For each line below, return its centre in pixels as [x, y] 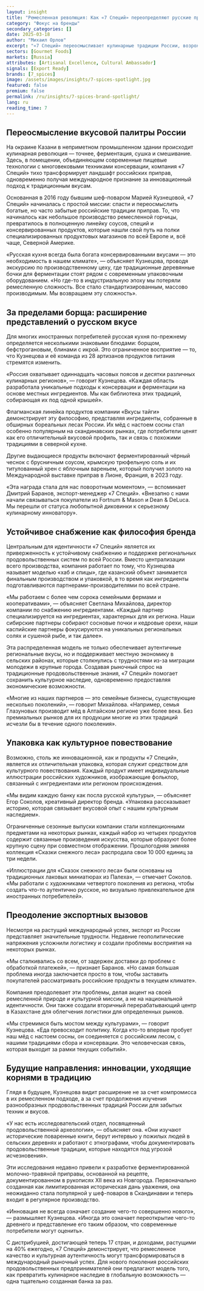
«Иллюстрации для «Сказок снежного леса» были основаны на [89, 870]
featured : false [27, 86]
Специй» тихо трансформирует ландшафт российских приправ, [89, 173]
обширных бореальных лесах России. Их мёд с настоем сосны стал [95, 425]
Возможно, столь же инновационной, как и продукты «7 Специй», [92, 758]
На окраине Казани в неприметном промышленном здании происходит [100, 147]
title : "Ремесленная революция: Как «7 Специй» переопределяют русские [99, 18]
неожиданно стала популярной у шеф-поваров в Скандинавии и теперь [100, 1193]
